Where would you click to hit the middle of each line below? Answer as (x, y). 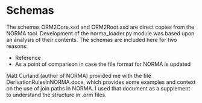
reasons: (17, 46)
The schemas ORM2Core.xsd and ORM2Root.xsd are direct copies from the (100, 27)
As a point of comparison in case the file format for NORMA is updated (103, 64)
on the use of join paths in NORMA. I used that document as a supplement (98, 88)
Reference (28, 57)
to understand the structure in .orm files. (56, 95)
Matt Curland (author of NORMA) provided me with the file (79, 75)
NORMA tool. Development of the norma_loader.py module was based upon (100, 33)
